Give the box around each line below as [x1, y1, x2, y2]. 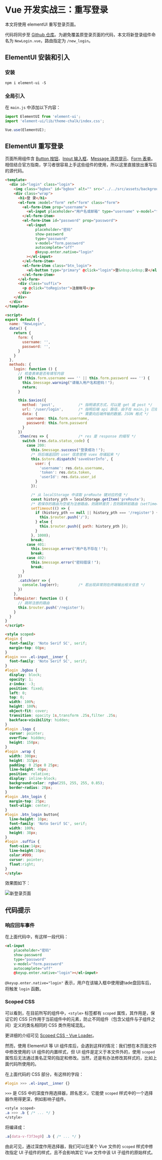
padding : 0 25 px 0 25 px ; [9, 762, 59, 768]
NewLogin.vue [14, 38, 41, 44]
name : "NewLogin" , [9, 322, 47, 326]
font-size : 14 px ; [9, 844, 42, 849]
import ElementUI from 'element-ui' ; [5, 114, 81, 119]
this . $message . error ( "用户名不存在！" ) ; [30, 547, 108, 551]
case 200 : [26, 443, 47, 448]
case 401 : [26, 542, 47, 547]
